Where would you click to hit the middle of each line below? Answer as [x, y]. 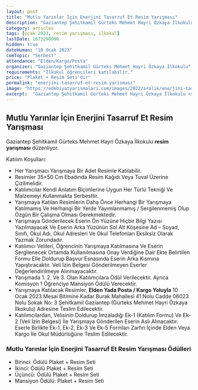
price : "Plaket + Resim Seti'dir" [49, 77]
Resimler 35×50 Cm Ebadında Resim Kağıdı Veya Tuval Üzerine [92, 177]
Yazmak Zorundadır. [39, 239]
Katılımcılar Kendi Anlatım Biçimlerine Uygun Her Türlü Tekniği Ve [94, 189]
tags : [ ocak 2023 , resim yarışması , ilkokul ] [63, 34]
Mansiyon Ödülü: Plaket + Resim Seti [59, 381]
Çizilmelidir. [29, 183]
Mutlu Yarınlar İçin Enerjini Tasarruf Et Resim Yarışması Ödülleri [99, 349]
